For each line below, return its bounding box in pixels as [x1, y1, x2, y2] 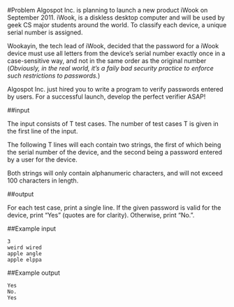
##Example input [7, 224, 57, 233]
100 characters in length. [7, 176, 79, 185]
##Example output [7, 269, 61, 277]
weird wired [7, 244, 42, 251]
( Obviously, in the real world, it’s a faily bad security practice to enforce [7, 64, 214, 72]
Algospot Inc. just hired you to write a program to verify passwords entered [7, 85, 224, 93]
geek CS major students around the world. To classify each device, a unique [7, 21, 227, 29]
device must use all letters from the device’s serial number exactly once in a [7, 49, 226, 57]
